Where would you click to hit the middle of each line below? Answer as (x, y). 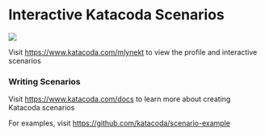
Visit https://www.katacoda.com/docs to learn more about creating (120, 99)
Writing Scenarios (44, 81)
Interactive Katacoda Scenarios (116, 15)
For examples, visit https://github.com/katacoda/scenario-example (119, 123)
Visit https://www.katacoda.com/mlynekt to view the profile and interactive (133, 52)
